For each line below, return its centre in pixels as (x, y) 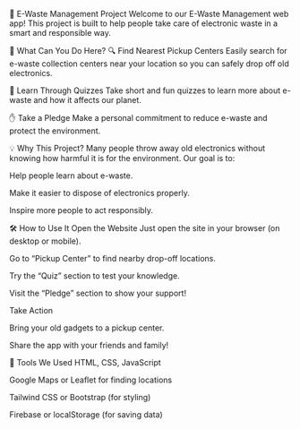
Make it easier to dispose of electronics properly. (99, 193)
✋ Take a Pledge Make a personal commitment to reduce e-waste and (138, 118)
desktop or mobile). (45, 241)
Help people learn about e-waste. (71, 176)
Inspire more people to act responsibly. (81, 210)
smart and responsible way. (60, 33)
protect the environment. (55, 131)
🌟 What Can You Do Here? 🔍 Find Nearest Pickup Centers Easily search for (149, 51)
